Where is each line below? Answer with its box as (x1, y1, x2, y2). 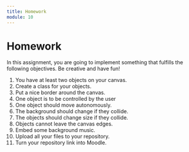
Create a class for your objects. (15, 83, 92, 90)
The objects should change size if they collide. (15, 114, 128, 121)
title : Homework (6, 8, 47, 15)
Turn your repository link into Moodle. (15, 139, 107, 146)
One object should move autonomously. (15, 101, 112, 109)
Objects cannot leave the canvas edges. (15, 120, 113, 127)
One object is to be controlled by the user (15, 95, 117, 103)
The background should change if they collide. (15, 108, 128, 115)
